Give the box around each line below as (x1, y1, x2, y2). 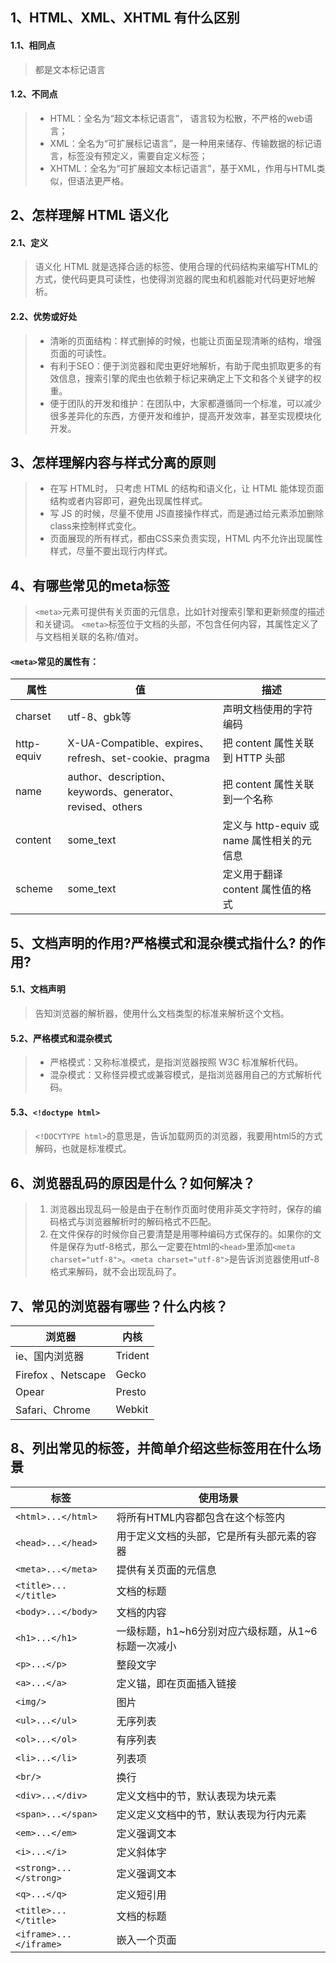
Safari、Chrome (15, 1403, 91, 1417)
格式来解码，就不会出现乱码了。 (49, 1266, 182, 1278)
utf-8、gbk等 (67, 710, 132, 724)
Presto (115, 1385, 147, 1399)
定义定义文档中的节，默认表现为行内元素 (116, 1808, 307, 1822)
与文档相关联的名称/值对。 (34, 631, 144, 643)
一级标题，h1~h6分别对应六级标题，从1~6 (116, 1624, 318, 1638)
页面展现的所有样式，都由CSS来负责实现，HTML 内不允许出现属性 (49, 533, 323, 545)
